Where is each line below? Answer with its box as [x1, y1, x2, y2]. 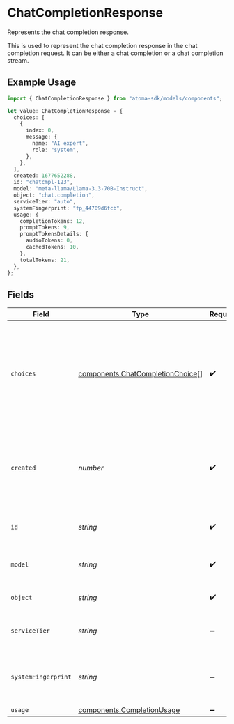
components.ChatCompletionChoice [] [78, 369, 203, 379]
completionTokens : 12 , [19, 217, 86, 224]
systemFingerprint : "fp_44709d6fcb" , [13, 204, 123, 212]
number [78, 463, 104, 473]
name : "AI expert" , [32, 140, 89, 147]
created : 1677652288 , [13, 172, 77, 179]
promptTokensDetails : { [19, 231, 89, 238]
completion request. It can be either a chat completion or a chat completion [7, 49, 224, 57]
